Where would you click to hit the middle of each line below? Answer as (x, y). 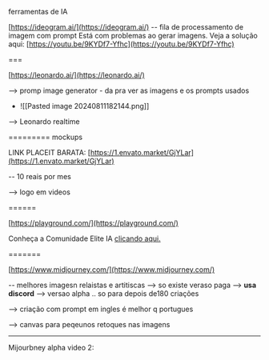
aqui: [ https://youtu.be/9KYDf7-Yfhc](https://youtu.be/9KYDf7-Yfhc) (121, 44)
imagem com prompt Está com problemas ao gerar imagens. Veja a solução (133, 36)
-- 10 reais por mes (40, 176)
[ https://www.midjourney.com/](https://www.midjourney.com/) (112, 270)
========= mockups (45, 137)
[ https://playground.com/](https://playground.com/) (93, 223)
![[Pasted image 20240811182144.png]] (84, 106)
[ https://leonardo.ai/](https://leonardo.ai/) (77, 75)
